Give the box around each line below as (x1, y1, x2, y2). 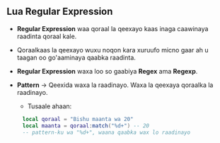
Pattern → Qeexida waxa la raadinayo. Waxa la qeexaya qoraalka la (16, 81, 214, 89)
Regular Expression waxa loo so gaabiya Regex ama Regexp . (16, 67, 198, 75)
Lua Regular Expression (6, 6, 113, 18)
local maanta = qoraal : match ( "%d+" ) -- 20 (22, 122, 150, 130)
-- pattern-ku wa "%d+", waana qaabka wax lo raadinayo (22, 129, 191, 136)
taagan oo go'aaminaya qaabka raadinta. (16, 53, 136, 62)
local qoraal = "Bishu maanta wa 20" (22, 115, 134, 122)
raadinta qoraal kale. (16, 32, 77, 40)
